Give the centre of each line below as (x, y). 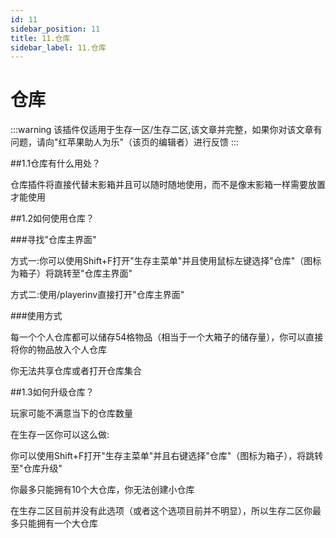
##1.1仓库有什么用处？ (55, 163)
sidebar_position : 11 (55, 29)
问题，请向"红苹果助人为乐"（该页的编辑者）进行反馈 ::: (125, 142)
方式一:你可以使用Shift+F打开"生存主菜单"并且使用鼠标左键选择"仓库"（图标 (166, 261)
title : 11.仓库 (40, 38)
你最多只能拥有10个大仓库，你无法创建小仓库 (102, 490)
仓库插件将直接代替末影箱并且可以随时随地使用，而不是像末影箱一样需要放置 (168, 185)
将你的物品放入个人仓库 (58, 350)
